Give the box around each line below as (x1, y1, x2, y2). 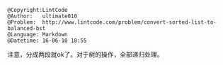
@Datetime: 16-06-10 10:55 (7, 37, 87, 44)
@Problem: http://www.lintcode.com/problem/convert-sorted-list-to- (7, 19, 217, 26)
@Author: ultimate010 (7, 13, 78, 20)
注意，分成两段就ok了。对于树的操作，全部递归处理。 (7, 50, 164, 59)
